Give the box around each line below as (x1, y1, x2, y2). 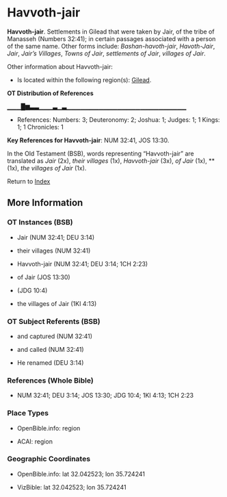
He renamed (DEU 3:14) (16, 358, 84, 367)
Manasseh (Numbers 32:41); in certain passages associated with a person (7, 34, 216, 42)
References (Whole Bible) (7, 375, 94, 385)
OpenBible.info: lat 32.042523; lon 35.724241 (16, 470, 146, 478)
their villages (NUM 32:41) (16, 246, 91, 255)
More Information (7, 197, 83, 209)
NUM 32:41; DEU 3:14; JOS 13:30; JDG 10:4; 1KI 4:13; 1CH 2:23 (16, 392, 193, 400)
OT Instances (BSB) (7, 218, 73, 227)
